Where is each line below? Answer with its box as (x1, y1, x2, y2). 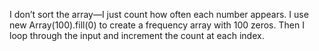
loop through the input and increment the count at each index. (9, 30, 265, 41)
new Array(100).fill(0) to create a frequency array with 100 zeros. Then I (9, 19, 305, 31)
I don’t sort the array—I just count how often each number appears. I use (9, 9, 309, 20)
